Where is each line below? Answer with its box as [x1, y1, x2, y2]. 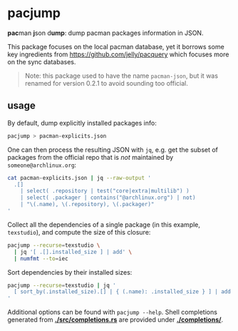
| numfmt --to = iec [14, 255, 69, 262]
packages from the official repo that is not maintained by [7, 153, 174, 161]
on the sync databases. [7, 57, 76, 66]
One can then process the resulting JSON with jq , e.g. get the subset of [7, 145, 219, 154]
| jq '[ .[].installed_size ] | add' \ [14, 248, 133, 255]
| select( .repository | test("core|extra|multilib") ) [20, 188, 190, 195]
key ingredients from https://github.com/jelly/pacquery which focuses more [7, 50, 229, 58]
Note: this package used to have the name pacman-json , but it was [24, 71, 219, 80]
